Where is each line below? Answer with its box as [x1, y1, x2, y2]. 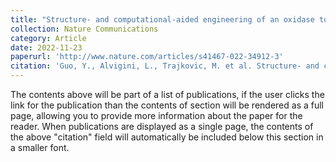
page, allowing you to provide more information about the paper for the [10, 110, 303, 121]
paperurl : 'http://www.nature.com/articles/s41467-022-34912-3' [10, 52, 284, 62]
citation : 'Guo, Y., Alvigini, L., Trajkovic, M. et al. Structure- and [10, 61, 320, 71]
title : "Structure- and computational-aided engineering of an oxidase [10, 14, 315, 25]
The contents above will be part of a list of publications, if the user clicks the [10, 89, 325, 100]
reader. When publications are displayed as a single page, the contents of [10, 121, 314, 132]
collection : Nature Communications [10, 24, 159, 34]
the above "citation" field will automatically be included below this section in [10, 131, 324, 143]
